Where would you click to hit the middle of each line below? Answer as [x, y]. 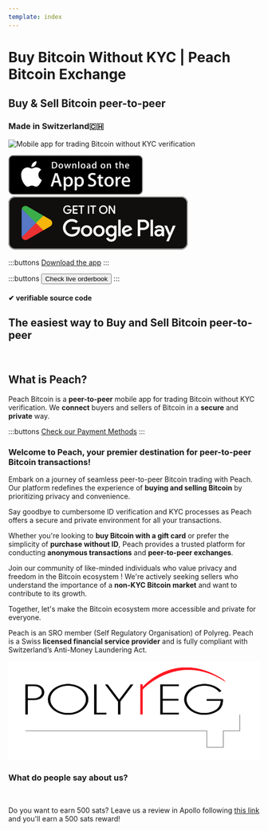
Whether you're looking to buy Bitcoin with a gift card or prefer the [119, 536]
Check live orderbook [77, 279]
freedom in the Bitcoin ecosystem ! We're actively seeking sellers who [124, 577]
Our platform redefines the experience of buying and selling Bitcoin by [125, 488]
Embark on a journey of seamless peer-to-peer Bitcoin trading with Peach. [130, 479]
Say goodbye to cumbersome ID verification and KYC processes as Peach [130, 512]
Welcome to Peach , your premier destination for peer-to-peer [130, 452]
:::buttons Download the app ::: [59, 262]
